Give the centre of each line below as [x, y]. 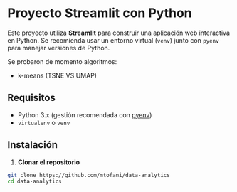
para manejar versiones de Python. [59, 48]
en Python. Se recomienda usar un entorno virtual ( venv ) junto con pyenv [113, 40]
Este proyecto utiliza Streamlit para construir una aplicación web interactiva [118, 33]
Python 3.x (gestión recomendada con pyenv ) [85, 114]
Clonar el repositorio [49, 162]
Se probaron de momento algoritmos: [62, 61]
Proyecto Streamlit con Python [100, 13]
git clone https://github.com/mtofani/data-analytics [89, 175]
